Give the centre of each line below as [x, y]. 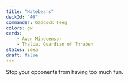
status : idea [22, 50]
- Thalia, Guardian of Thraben [55, 45]
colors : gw [19, 28]
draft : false [22, 55]
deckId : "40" [22, 17]
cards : [14, 33]
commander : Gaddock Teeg [37, 22]
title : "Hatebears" [30, 11]
